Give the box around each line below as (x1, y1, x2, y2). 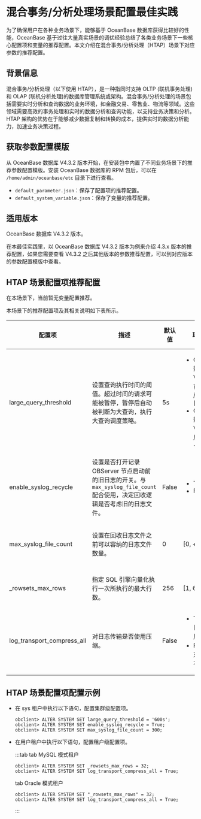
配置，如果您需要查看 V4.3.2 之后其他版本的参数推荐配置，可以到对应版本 (11, 250, 193, 258)
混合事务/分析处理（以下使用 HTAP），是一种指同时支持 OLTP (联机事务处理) (6, 85, 193, 92)
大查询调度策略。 (92, 417, 141, 425)
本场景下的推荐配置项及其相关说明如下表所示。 (6, 307, 121, 315)
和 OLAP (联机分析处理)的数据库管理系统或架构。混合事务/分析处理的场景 (6, 92, 187, 99)
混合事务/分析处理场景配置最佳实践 (6, 5, 178, 19)
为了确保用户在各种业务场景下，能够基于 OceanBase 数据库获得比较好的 (6, 26, 184, 34)
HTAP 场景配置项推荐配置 (6, 277, 100, 288)
